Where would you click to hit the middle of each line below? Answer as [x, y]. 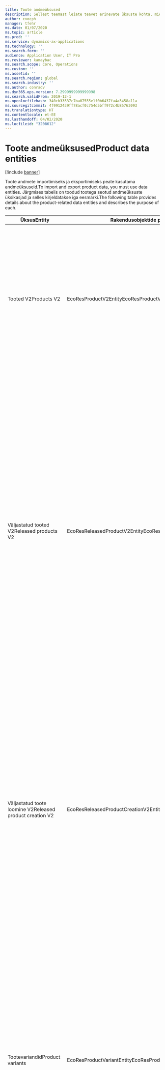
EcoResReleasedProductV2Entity [105, 531]
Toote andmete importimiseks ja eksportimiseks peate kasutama [70, 182]
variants [17, 1063]
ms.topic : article [24, 32]
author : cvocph [21, 19]
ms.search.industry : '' [29, 83]
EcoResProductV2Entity [95, 299]
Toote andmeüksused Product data [77, 148]
